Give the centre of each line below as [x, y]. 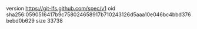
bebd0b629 [21, 21]
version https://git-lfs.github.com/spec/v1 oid [61, 8]
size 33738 [49, 21]
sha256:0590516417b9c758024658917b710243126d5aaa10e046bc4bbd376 [98, 14]
